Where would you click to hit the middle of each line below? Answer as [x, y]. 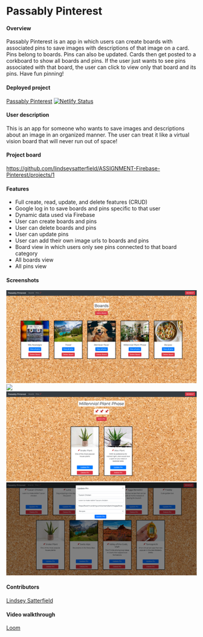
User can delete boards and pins [56, 228]
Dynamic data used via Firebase [55, 215]
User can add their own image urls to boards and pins [82, 241]
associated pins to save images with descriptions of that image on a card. [98, 48]
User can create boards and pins [56, 221]
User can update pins [42, 234]
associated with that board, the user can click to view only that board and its [101, 67]
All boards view [34, 260]
